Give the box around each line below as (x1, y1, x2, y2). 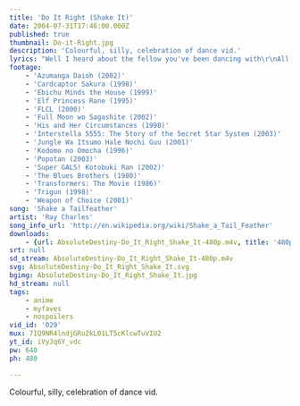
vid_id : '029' (9, 321, 62, 330)
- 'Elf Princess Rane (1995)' (25, 96, 138, 106)
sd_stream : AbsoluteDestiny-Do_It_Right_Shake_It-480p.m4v (9, 254, 234, 264)
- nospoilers (25, 312, 74, 322)
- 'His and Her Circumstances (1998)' (25, 122, 170, 131)
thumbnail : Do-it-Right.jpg (9, 38, 114, 47)
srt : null (9, 246, 46, 255)
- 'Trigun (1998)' (25, 188, 94, 197)
